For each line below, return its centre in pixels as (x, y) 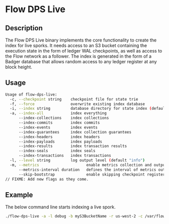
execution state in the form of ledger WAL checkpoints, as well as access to (84, 51)
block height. (19, 67)
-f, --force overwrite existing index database (77, 104)
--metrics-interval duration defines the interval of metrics (87, 170)
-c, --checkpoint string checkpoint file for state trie (74, 99)
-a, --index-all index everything (58, 113)
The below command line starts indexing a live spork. (60, 207)
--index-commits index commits (59, 123)
